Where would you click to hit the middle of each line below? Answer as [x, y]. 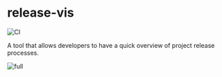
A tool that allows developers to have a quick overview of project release [111, 45]
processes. [23, 53]
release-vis [41, 13]
